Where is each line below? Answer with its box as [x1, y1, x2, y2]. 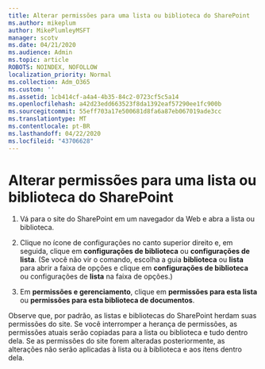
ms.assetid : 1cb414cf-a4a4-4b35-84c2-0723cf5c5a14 [8, 93, 179, 101]
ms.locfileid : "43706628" [8, 136, 94, 145]
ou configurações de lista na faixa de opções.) [19, 271, 173, 282]
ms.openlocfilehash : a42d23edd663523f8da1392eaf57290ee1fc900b [8, 100, 222, 108]
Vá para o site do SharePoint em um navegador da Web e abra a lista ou [19, 214, 255, 224]
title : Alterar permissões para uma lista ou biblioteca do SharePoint [8, 11, 250, 20]
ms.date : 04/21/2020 [8, 41, 77, 49]
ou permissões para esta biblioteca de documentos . [19, 295, 195, 306]
